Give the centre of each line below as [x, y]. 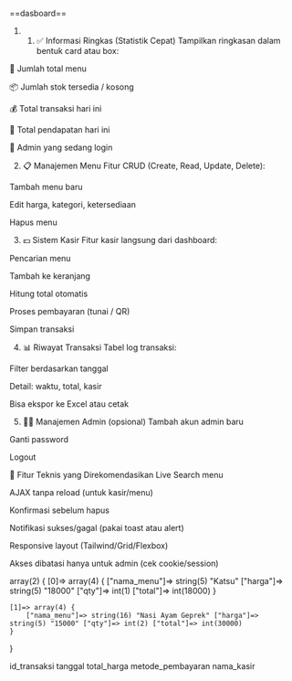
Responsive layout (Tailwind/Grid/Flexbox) [89, 546]
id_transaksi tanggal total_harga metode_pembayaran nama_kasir [132, 666]
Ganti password [39, 439]
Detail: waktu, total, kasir [56, 386]
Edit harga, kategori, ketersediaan [73, 204]
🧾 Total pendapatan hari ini [60, 130]
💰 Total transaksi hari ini [56, 108]
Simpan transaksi [42, 329]
